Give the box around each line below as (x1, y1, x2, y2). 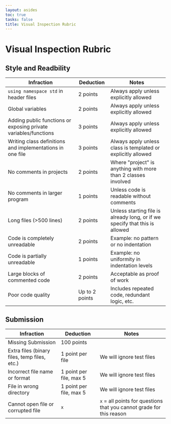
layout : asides (5, 7, 38, 13)
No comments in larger (8, 190, 63, 197)
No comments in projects (8, 169, 68, 176)
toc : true (5, 12, 26, 17)
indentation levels (110, 262, 153, 269)
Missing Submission (8, 339, 56, 346)
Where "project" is (110, 159, 155, 166)
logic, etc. (110, 298, 134, 305)
